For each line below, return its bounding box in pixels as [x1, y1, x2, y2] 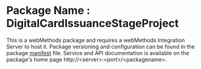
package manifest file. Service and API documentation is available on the [6, 49, 189, 56]
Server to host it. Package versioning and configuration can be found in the [6, 43, 195, 50]
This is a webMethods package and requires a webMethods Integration [6, 36, 185, 44]
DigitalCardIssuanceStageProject [6, 16, 179, 30]
